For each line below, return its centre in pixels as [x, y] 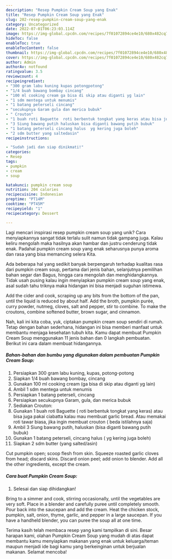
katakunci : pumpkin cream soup [39, 185]
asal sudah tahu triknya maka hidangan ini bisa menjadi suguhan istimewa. [84, 286]
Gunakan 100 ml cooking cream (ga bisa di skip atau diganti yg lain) [84, 384]
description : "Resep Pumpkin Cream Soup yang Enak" [62, 10]
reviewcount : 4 [22, 77]
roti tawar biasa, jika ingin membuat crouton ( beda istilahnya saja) [83, 422]
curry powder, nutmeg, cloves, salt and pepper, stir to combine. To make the [86, 306]
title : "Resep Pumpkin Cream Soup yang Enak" [55, 15]
